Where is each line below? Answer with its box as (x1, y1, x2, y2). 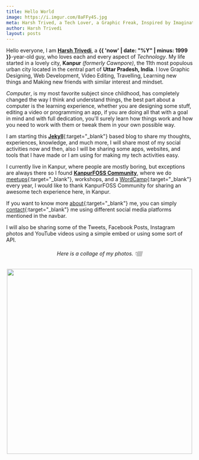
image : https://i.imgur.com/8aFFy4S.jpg (6, 14, 108, 20)
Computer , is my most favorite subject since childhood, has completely (6, 90, 179, 97)
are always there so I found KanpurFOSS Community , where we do (6, 169, 172, 176)
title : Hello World (6, 8, 54, 15)
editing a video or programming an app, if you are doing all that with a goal (6, 109, 188, 116)
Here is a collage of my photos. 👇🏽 (56, 250, 143, 257)
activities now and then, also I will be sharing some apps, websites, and (6, 146, 181, 153)
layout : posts (6, 31, 41, 37)
